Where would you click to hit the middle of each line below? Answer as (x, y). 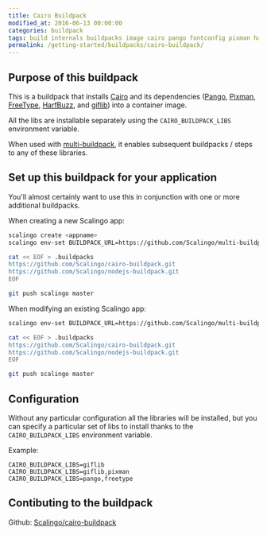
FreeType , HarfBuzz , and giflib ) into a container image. (98, 105)
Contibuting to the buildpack (81, 503)
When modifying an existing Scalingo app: (77, 308)
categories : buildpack (46, 30)
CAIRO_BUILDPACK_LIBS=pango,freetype (71, 479)
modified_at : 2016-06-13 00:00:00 (66, 23)
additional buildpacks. (44, 205)
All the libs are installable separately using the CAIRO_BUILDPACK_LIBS (120, 120)
